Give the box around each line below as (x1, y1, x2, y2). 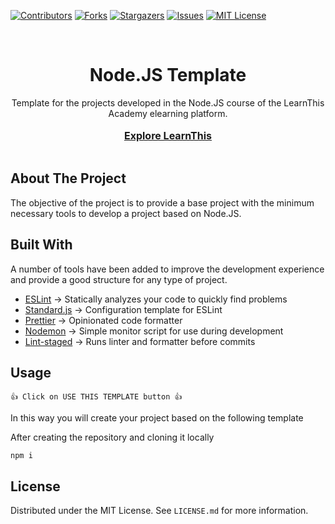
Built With (10, 236, 73, 254)
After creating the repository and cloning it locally (10, 431, 215, 444)
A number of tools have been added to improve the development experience (10, 263, 325, 275)
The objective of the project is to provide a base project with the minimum (10, 196, 315, 209)
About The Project (10, 170, 127, 187)
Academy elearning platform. (108, 107, 228, 119)
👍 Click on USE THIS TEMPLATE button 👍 (10, 392, 183, 402)
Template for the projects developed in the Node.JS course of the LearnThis (11, 96, 325, 109)
